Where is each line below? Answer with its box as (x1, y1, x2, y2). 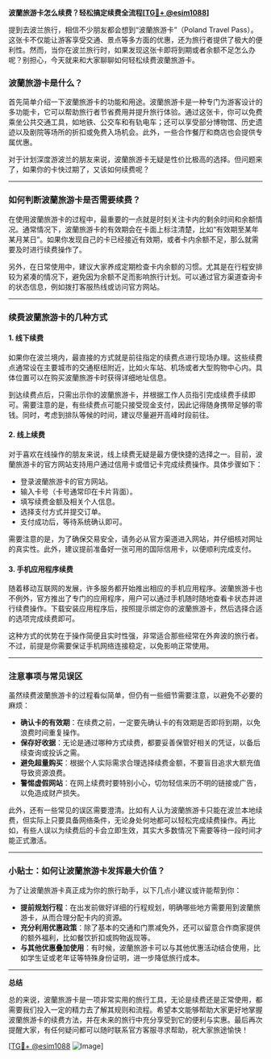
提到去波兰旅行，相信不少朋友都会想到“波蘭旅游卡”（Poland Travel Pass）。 (8, 25, 258, 35)
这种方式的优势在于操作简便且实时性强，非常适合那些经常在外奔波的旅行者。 (8, 631, 263, 640)
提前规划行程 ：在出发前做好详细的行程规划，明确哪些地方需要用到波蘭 (19, 903, 254, 912)
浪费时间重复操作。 (19, 728, 85, 737)
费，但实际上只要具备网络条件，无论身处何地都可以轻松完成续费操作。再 (8, 815, 248, 825)
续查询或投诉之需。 (19, 748, 85, 757)
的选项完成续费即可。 (8, 614, 79, 623)
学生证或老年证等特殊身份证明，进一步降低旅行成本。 (27, 953, 204, 962)
